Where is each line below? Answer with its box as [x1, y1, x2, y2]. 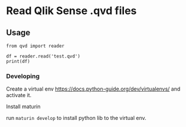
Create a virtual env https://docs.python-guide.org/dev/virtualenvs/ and [6, 85, 181, 92]
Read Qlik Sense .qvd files [6, 4, 137, 18]
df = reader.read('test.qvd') [6, 54, 81, 59]
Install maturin [6, 103, 41, 110]
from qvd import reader [6, 43, 65, 49]
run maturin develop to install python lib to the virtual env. [6, 115, 146, 122]
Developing [6, 72, 40, 80]
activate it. [6, 92, 32, 99]
